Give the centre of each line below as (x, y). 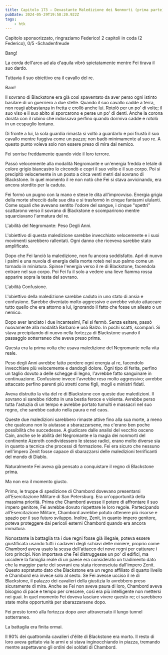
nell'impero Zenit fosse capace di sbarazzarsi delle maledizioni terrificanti (81, 452)
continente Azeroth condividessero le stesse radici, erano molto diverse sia (83, 441)
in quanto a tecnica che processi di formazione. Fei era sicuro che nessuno (82, 446)
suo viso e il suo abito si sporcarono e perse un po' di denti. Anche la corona (84, 113)
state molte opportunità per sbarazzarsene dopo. (56, 602)
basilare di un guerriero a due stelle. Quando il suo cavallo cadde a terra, (80, 103)
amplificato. (17, 246)
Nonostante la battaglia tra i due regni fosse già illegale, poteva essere (77, 538)
